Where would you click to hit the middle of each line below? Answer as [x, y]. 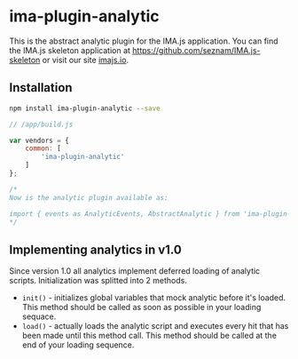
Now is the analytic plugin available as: [89, 197]
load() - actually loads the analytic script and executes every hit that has [155, 326]
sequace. [39, 316]
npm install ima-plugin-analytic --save [85, 108]
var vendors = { [39, 140]
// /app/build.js [41, 124]
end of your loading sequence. [78, 345]
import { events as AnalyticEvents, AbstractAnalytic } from [125, 214]
